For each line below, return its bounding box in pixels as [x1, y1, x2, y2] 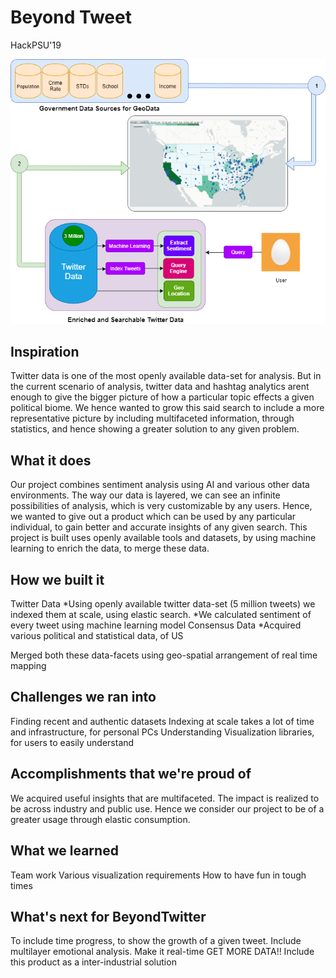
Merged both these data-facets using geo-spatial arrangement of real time [10, 649, 318, 661]
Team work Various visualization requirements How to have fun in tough [10, 869, 307, 881]
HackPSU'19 [10, 39, 62, 51]
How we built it [10, 571, 105, 588]
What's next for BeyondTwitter [10, 908, 207, 925]
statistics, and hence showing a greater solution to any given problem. [10, 423, 300, 435]
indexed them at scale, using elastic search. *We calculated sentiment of [10, 609, 312, 621]
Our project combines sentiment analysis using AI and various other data [10, 479, 310, 491]
